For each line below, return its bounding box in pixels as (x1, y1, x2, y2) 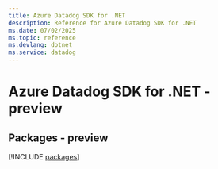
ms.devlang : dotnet (8, 41, 73, 49)
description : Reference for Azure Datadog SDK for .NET (8, 19, 197, 27)
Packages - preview (8, 131, 109, 144)
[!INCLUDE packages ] (8, 152, 80, 161)
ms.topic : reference (8, 33, 77, 42)
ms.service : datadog (8, 48, 77, 56)
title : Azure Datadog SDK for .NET (8, 11, 126, 20)
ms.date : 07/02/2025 (8, 26, 77, 34)
